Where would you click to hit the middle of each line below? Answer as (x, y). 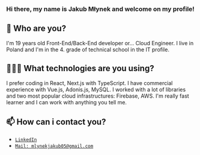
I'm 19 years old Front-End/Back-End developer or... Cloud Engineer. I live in (100, 43)
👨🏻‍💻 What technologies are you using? (80, 68)
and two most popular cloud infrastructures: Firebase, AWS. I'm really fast (98, 96)
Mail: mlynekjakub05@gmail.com (54, 147)
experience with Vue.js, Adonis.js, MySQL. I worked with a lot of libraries (96, 89)
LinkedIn (26, 140)
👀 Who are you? (36, 29)
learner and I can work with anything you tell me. (67, 102)
